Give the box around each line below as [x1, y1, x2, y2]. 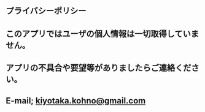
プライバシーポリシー [6, 6, 87, 17]
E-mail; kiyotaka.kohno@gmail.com [6, 95, 146, 106]
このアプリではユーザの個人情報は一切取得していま [6, 28, 199, 39]
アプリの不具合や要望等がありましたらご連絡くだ [6, 63, 191, 73]
